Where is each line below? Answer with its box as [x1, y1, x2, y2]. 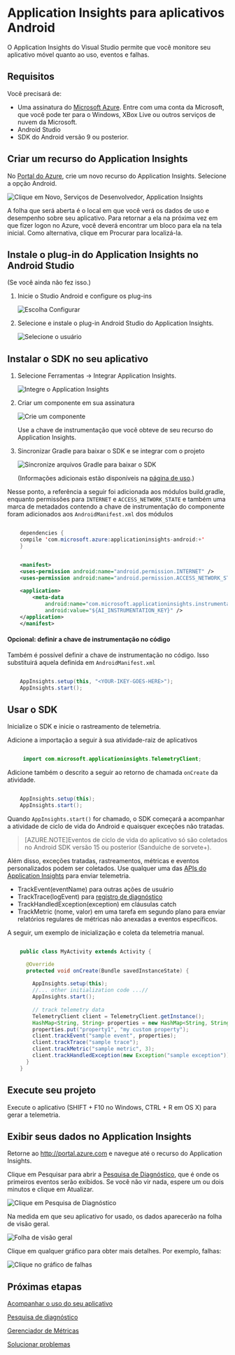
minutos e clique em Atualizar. [7, 1185, 94, 1194]
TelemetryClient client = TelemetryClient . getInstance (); [32, 1012, 205, 1020]
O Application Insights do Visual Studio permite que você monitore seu [7, 43, 211, 51]
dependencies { [20, 530, 64, 537]
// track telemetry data [32, 1006, 105, 1013]
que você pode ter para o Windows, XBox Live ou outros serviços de [17, 110, 215, 118]
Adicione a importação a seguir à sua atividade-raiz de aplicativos [7, 736, 198, 744]
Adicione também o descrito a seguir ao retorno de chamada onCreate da [7, 769, 218, 777]
